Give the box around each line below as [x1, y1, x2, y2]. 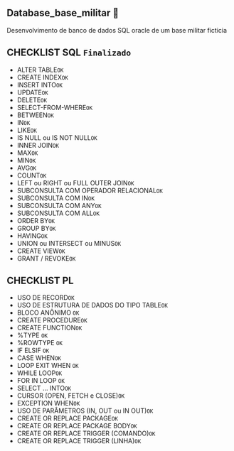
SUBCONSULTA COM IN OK [16, 193, 95, 202]
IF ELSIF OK [16, 346, 50, 355]
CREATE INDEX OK [16, 72, 69, 82]
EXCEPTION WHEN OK [16, 399, 80, 408]
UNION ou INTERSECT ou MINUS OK [16, 239, 122, 247]
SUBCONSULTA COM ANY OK [16, 201, 102, 210]
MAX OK [16, 148, 38, 157]
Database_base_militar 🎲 [6, 7, 119, 19]
